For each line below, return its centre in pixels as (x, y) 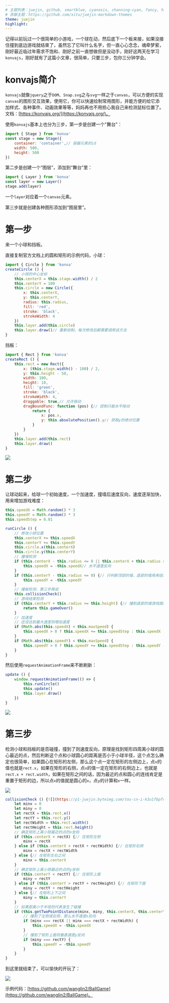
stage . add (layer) (23, 187)
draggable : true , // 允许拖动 (52, 401)
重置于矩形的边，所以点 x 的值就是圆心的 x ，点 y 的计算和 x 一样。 (69, 780)
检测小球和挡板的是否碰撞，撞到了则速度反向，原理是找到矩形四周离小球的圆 (84, 749)
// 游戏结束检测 (29, 599)
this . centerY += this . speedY (45, 543)
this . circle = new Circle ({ (44, 288)
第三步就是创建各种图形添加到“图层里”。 (47, 207)
